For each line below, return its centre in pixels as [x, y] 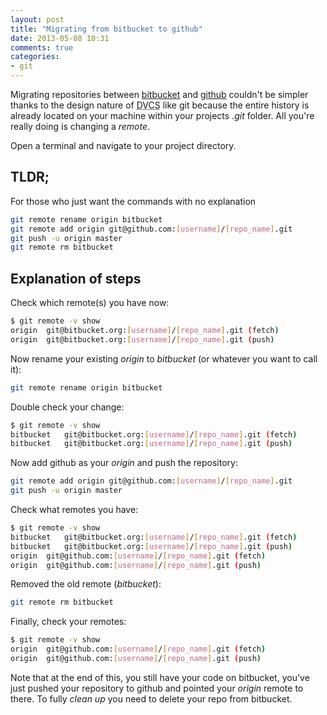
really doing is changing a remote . [80, 126]
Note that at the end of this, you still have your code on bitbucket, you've [160, 677]
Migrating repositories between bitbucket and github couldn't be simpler [159, 94]
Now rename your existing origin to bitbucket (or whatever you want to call [164, 358]
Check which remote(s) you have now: [90, 303]
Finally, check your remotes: [68, 622]
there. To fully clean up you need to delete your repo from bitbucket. [151, 698]
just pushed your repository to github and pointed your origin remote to [157, 688]
